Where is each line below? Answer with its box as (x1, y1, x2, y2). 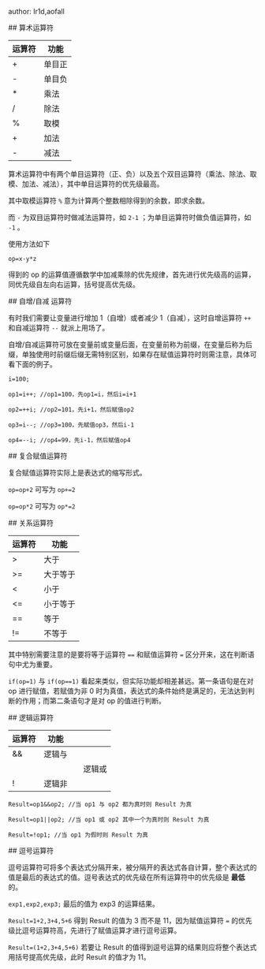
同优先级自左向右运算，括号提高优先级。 (8, 280, 140, 289)
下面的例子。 (14, 360, 57, 369)
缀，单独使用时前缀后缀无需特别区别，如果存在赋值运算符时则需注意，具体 (8, 350, 250, 359)
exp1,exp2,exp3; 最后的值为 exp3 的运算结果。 (8, 899, 159, 908)
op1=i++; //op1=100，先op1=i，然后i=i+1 (8, 390, 136, 398)
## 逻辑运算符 (8, 713, 54, 722)
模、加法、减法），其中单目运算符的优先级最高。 (8, 179, 164, 188)
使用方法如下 (8, 240, 50, 248)
